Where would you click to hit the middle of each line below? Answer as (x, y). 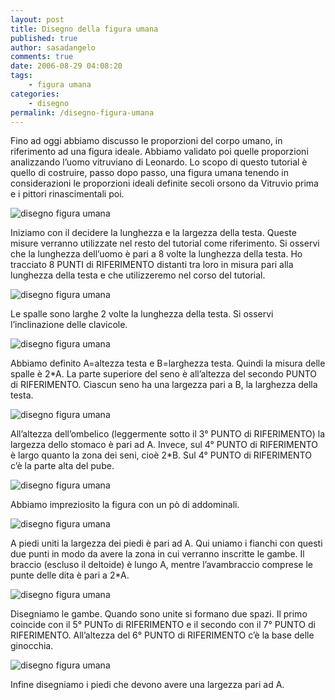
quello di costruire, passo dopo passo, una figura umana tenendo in (149, 173)
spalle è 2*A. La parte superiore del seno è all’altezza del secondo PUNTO (164, 374)
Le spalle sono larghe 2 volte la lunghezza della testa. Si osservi (142, 314)
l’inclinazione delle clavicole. (69, 325)
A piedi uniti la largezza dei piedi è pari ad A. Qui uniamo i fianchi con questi (166, 543)
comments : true (42, 57)
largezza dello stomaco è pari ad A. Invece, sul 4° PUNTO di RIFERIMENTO (164, 445)
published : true (44, 38)
